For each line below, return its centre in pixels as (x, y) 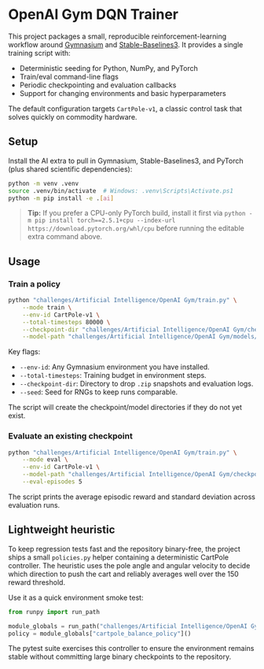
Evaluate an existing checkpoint (71, 436)
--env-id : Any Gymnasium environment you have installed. (114, 367)
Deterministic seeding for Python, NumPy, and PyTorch (109, 68)
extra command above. (65, 237)
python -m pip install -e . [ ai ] (61, 198)
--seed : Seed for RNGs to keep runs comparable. (99, 392)
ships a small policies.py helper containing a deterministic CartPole (119, 557)
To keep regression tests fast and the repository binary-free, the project (125, 549)
